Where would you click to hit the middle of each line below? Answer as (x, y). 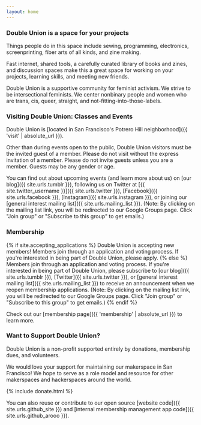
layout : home (22, 12)
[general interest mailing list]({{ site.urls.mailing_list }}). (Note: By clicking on (100, 204)
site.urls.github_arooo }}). (38, 415)
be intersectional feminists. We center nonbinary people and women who (97, 94)
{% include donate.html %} (40, 391)
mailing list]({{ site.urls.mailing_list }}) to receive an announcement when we (100, 283)
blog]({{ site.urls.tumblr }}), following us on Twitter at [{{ (76, 185)
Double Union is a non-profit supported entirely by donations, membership (98, 349)
